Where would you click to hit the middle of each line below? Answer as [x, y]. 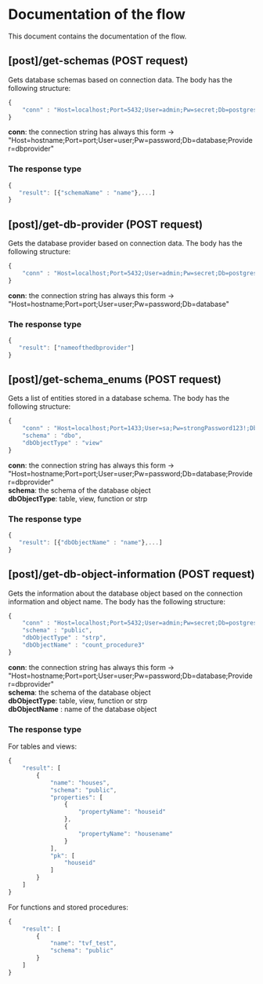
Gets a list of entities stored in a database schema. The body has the [119, 399]
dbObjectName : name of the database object [83, 709]
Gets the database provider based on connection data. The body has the [125, 243]
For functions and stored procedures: [68, 907]
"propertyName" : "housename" [126, 833]
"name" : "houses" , [80, 782]
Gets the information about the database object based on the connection [125, 593]
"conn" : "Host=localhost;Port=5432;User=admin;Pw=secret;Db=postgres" [141, 273]
